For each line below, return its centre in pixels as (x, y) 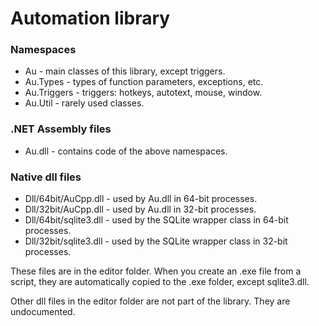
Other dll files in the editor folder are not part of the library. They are (150, 301)
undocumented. (43, 312)
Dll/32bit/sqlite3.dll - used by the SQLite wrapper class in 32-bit (156, 241)
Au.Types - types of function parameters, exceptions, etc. (144, 82)
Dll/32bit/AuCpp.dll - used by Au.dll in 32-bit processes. (140, 209)
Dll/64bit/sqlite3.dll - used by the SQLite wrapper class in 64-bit (156, 220)
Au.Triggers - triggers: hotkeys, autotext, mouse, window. (143, 93)
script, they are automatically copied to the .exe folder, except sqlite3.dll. (160, 282)
